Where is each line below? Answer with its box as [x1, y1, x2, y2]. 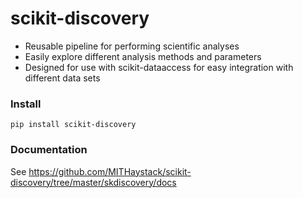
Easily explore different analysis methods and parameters [24, 50, 262, 62]
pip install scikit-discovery [10, 120, 137, 130]
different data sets [24, 72, 101, 84]
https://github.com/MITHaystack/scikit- [28, 165, 192, 177]
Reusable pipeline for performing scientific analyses [24, 40, 240, 52]
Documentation [10, 143, 88, 157]
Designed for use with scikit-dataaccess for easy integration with [24, 61, 294, 73]
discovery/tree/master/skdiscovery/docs [10, 176, 177, 188]
